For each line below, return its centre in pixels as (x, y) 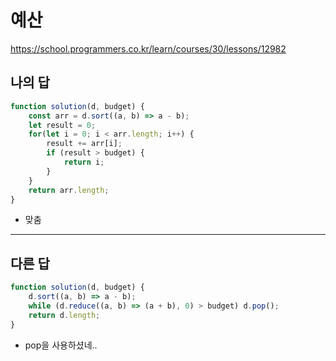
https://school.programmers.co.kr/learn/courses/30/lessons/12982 (148, 48)
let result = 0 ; (62, 125)
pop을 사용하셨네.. (61, 345)
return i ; (84, 162)
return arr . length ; (69, 190)
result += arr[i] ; (84, 144)
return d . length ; (64, 315)
